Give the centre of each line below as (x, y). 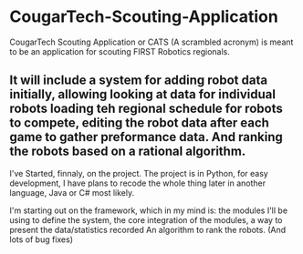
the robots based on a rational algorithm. (128, 152)
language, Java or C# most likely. (72, 192)
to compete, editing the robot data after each (139, 123)
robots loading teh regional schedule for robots (146, 109)
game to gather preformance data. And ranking (146, 137)
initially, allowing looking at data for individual (143, 94)
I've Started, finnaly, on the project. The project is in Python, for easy (139, 173)
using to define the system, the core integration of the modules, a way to (146, 219)
